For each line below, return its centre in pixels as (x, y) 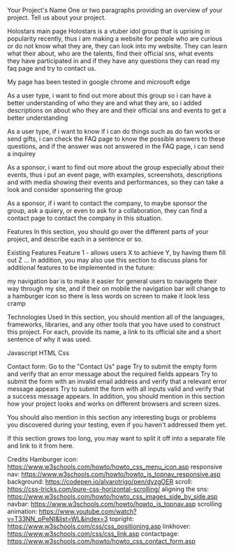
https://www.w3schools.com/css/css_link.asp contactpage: (93, 534)
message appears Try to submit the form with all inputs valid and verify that (116, 389)
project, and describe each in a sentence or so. (75, 239)
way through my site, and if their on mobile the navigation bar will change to (116, 289)
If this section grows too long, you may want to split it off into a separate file (116, 438)
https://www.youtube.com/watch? (88, 511)
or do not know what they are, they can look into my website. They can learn (117, 46)
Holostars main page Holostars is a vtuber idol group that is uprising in (109, 31)
